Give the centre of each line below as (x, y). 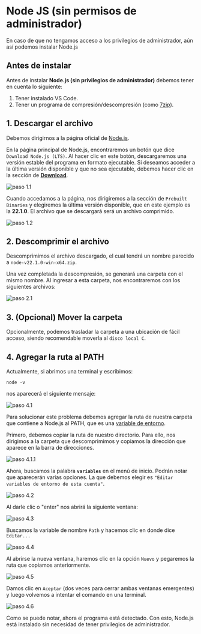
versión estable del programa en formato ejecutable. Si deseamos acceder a (101, 162)
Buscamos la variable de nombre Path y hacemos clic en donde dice (91, 530)
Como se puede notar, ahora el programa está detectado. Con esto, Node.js (100, 618)
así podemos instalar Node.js (42, 47)
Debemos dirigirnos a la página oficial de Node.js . (68, 138)
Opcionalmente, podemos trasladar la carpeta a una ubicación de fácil (93, 332)
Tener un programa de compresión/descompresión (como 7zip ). (94, 104)
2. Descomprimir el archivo (58, 241)
